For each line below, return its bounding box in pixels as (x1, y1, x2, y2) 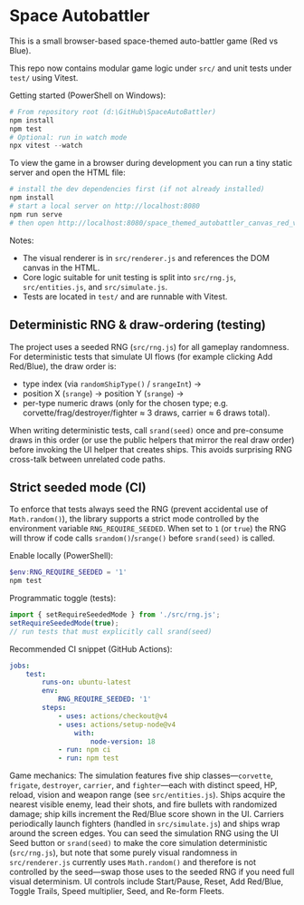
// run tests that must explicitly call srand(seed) (9, 627, 213, 636)
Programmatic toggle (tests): (9, 593, 116, 604)
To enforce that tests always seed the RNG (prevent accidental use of (9, 504, 269, 515)
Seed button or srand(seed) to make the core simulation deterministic (9, 838, 269, 849)
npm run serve (9, 209, 63, 219)
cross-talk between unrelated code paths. (9, 453, 166, 464)
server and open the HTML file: (9, 167, 127, 178)
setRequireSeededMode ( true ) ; (9, 618, 119, 628)
